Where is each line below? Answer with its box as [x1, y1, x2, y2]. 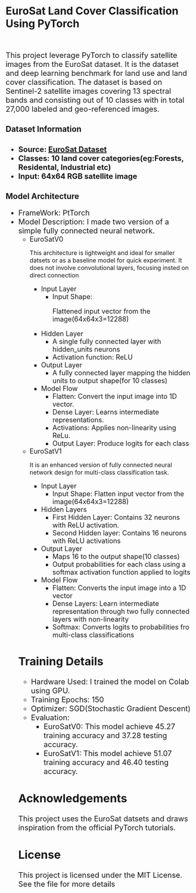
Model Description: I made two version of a [18, 217, 169, 227]
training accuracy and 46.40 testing [43, 757, 169, 767]
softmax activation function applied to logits [52, 568, 191, 577]
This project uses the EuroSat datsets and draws [18, 814, 188, 824]
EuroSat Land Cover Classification [5, 4, 179, 18]
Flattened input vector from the [52, 307, 151, 316]
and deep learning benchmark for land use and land [5, 68, 188, 78]
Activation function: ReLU [52, 353, 133, 362]
